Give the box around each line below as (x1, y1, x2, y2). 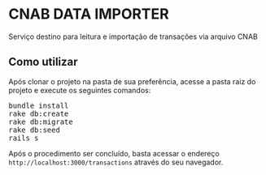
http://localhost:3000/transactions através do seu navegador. (8, 157, 224, 167)
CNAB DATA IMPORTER (8, 5, 169, 23)
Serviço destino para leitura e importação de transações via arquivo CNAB (8, 32, 258, 41)
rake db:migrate (8, 117, 73, 126)
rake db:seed (8, 125, 61, 134)
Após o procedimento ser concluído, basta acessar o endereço (8, 148, 220, 158)
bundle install (8, 100, 69, 110)
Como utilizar (8, 55, 79, 69)
